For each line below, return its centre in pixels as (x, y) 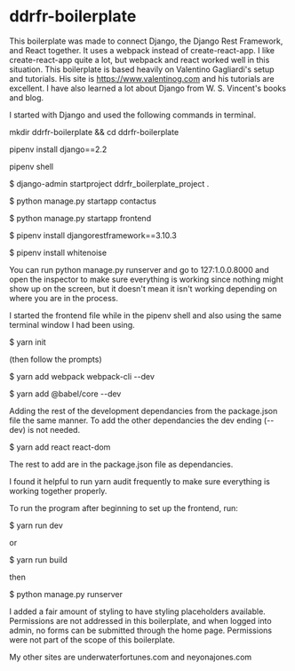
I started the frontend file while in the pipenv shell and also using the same (145, 315)
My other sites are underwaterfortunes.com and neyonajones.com (131, 657)
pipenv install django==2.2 (58, 149)
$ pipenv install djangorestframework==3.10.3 (93, 235)
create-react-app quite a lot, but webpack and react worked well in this (140, 60)
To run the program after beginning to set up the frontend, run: (124, 507)
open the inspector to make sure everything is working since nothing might (147, 279)
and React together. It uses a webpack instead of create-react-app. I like (142, 50)
